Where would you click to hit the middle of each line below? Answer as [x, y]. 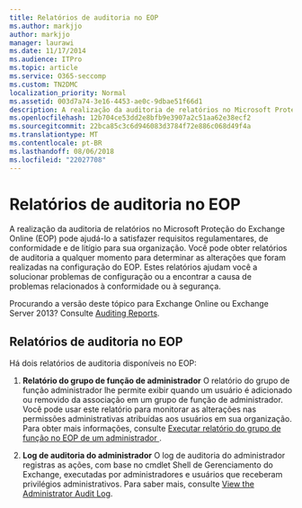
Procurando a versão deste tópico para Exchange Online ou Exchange [139, 304]
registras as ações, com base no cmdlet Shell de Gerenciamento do [148, 465]
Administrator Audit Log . [67, 494]
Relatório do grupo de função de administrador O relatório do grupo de [156, 381]
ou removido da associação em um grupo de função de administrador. [152, 400]
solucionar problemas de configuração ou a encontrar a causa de [130, 277]
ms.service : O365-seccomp [58, 76]
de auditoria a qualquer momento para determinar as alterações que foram [147, 258]
